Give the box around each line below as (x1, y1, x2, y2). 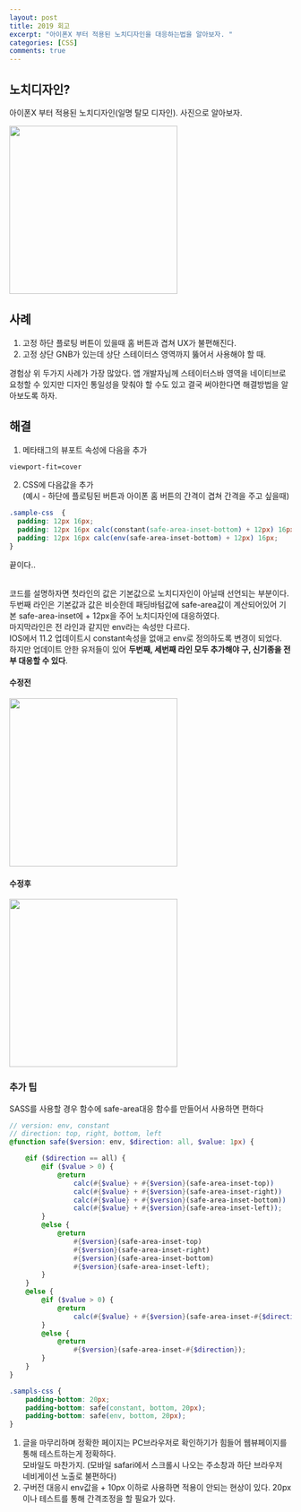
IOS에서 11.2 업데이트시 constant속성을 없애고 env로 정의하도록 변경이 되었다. (9, 633, 282, 644)
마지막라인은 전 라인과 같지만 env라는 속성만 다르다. (9, 621, 191, 632)
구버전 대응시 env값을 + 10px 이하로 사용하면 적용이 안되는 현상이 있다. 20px (21, 1482, 292, 1493)
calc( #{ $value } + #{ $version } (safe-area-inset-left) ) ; (73, 1204, 282, 1213)
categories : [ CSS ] (9, 38, 78, 48)
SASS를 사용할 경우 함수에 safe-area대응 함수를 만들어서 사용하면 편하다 (9, 1103, 264, 1114)
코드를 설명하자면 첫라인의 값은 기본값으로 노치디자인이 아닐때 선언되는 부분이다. (9, 588, 289, 599)
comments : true (9, 47, 66, 56)
